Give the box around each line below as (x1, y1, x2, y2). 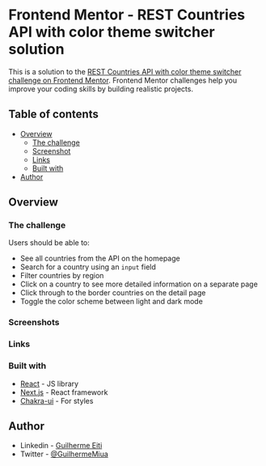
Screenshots (8, 317, 60, 328)
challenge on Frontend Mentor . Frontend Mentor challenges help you (8, 75, 237, 85)
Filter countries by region (19, 271, 104, 281)
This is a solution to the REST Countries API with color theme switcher (8, 66, 242, 76)
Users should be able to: (8, 238, 91, 248)
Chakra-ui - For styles (19, 396, 94, 405)
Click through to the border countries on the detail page (19, 288, 206, 298)
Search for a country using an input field (19, 262, 156, 272)
